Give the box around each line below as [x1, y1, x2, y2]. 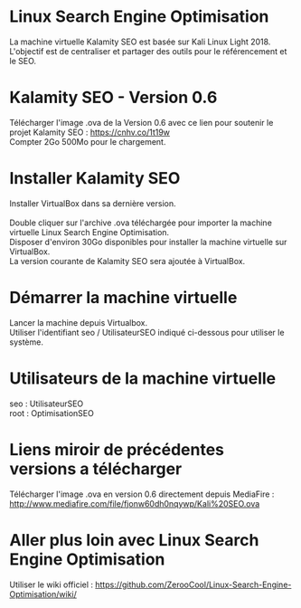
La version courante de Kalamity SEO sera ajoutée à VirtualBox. [9, 255, 246, 266]
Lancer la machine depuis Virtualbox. [9, 317, 148, 328]
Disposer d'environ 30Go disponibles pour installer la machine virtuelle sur [9, 236, 287, 247]
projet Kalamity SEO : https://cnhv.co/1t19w [9, 127, 170, 138]
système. [9, 337, 43, 347]
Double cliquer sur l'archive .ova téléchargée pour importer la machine [9, 217, 273, 228]
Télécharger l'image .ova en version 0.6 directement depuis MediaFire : [9, 489, 275, 499]
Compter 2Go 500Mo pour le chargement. [9, 136, 166, 147]
